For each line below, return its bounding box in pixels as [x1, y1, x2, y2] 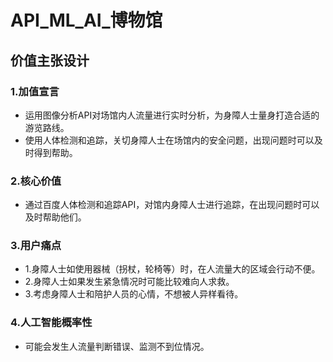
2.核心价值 [10, 174, 62, 188]
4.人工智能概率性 [10, 316, 93, 330]
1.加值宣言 [10, 84, 60, 98]
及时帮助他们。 [24, 211, 87, 223]
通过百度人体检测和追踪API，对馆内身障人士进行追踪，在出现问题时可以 [24, 199, 320, 211]
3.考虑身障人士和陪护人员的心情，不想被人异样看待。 [24, 288, 244, 300]
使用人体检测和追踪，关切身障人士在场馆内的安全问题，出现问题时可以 [24, 134, 315, 146]
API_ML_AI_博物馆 [10, 9, 163, 32]
